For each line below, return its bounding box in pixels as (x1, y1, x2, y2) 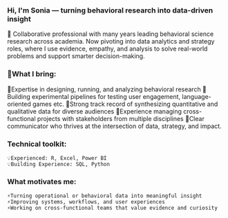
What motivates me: (7, 176, 77, 186)
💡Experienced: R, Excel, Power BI (7, 154, 107, 161)
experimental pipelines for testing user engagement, (31, 92, 181, 100)
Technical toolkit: (7, 139, 67, 149)
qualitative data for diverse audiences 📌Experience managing (7, 107, 182, 116)
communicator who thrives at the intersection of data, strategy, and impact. (7, 122, 222, 130)
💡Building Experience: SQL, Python (7, 161, 111, 167)
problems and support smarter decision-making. (7, 52, 145, 60)
